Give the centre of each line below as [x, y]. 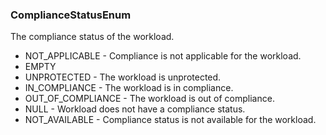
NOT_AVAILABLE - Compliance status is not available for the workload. [170, 120]
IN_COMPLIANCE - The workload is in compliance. [129, 88]
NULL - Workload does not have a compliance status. [135, 109]
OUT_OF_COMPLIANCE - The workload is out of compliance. [149, 99]
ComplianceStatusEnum [71, 15]
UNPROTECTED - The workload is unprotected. [123, 77]
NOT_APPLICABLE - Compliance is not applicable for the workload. [163, 56]
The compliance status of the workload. [92, 37]
